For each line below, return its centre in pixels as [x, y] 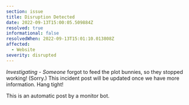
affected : [18, 45]
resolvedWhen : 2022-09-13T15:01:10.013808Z [60, 39]
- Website [23, 50]
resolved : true [25, 28]
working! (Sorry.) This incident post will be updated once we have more [93, 78]
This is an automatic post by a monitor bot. [58, 96]
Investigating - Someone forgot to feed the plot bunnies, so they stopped [95, 72]
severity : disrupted [31, 55]
